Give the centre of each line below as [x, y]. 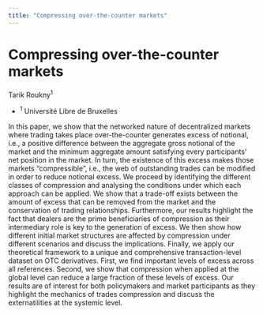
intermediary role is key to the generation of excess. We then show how [125, 227]
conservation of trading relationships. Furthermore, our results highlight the [131, 210]
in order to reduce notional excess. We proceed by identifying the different [130, 176]
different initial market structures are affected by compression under [119, 235]
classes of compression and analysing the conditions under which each [125, 185]
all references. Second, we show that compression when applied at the [124, 268]
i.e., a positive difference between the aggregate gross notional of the [122, 143]
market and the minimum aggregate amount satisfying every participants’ [128, 152]
